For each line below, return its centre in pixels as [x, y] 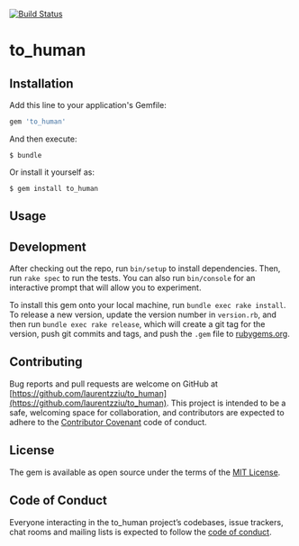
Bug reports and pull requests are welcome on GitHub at [114, 384]
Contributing [46, 362]
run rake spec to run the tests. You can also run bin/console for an [132, 278]
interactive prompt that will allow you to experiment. [105, 287]
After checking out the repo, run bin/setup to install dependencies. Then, [145, 268]
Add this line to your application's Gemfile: [88, 105]
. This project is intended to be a [226, 403]
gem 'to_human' [38, 122]
